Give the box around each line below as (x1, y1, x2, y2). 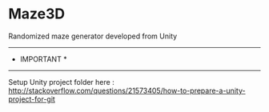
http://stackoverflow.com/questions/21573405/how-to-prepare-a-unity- (8, 86, 246, 95)
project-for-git (8, 94, 56, 104)
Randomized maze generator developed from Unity (8, 31, 178, 41)
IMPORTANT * (19, 54, 67, 64)
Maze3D (8, 5, 66, 23)
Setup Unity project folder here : (8, 77, 114, 86)
